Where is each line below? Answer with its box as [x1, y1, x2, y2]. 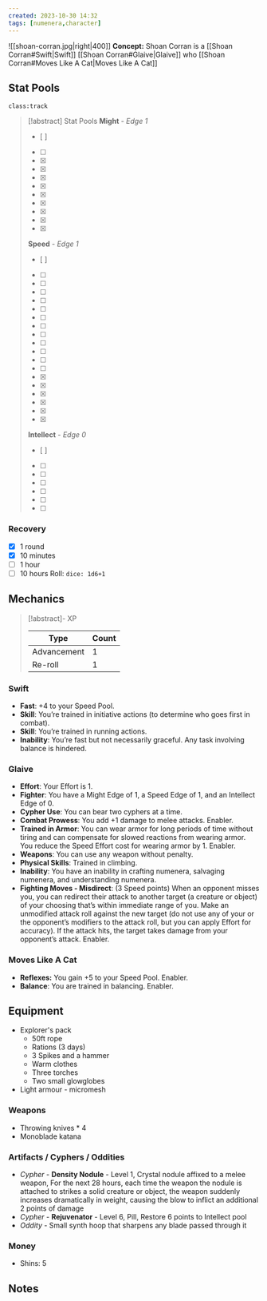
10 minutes [19, 551, 56, 560]
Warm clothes [31, 1060, 78, 1069]
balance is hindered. [19, 743, 88, 753]
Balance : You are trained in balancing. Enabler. [19, 981, 174, 991]
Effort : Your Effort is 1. [19, 782, 93, 791]
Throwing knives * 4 [19, 1123, 87, 1132]
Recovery [8, 523, 46, 535]
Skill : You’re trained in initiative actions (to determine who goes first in [19, 709, 250, 719]
